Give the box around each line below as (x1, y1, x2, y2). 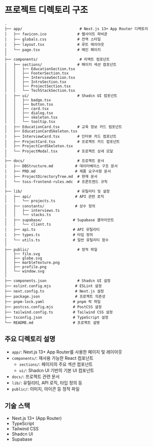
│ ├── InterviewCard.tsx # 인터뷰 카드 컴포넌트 (4, 134, 117, 139)
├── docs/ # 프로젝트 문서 (4, 158, 104, 163)
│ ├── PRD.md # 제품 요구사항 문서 (4, 169, 111, 174)
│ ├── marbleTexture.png (4, 260, 60, 265)
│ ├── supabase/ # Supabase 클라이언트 (4, 218, 114, 223)
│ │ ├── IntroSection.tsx (4, 79, 67, 84)
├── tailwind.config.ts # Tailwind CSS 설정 (4, 309, 113, 315)
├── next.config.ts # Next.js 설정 (4, 289, 104, 294)
